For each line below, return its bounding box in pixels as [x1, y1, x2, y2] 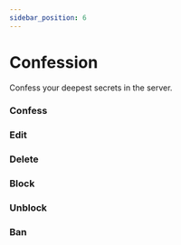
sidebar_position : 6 [9, 13, 88, 23]
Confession [9, 52, 99, 72]
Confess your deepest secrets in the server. [9, 82, 173, 93]
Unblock [9, 202, 48, 214]
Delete [9, 153, 39, 165]
